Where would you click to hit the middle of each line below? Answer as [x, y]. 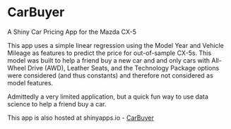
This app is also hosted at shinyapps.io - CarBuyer [81, 118]
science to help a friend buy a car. [57, 104]
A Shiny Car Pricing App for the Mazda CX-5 [72, 32]
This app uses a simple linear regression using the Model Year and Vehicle [115, 45]
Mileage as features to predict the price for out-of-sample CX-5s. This [109, 53]
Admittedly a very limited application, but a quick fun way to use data [108, 97]
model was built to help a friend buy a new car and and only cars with [109, 60]
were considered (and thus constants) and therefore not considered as [110, 75]
